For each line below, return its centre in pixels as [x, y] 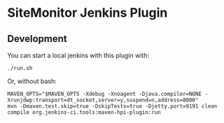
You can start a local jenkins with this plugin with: [78, 55]
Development [37, 39]
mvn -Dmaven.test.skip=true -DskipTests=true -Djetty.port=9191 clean [112, 106]
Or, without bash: [32, 81]
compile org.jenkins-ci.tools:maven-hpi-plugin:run [84, 113]
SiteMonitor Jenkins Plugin [87, 13]
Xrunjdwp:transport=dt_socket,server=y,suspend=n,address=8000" [103, 100]
